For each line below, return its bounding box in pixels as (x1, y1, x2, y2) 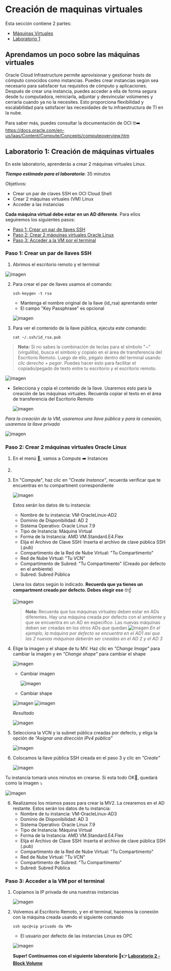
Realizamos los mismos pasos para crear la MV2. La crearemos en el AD (12, 800, 165, 806)
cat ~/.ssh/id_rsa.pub (12, 335, 61, 340)
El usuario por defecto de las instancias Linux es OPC (20, 933, 133, 939)
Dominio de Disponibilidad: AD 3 (20, 816, 88, 822)
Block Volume (12, 960, 43, 966)
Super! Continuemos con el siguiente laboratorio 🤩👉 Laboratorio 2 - (12, 953, 160, 959)
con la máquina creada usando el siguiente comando (12, 914, 124, 920)
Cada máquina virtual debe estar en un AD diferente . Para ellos (5, 211, 141, 217)
